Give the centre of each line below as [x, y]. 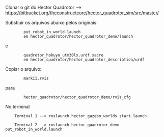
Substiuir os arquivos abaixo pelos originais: [51, 23]
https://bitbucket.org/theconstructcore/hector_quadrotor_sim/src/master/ [82, 13]
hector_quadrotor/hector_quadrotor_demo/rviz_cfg [77, 97]
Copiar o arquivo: [23, 69]
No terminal [18, 107]
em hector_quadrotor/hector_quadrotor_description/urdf [84, 60]
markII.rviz [36, 78]
